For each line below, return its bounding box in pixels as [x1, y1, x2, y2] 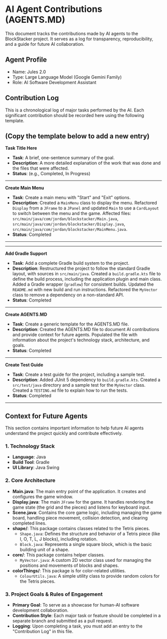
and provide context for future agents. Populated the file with [12, 332, 138, 338]
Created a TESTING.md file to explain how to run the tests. [12, 387, 128, 394]
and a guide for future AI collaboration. [5, 41, 84, 47]
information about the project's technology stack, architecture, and [12, 337, 150, 343]
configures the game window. [12, 494, 74, 500]
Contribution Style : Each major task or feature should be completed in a [12, 613, 161, 619]
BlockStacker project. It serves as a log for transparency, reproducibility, [5, 36, 153, 42]
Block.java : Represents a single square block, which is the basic [19, 541, 153, 547]
